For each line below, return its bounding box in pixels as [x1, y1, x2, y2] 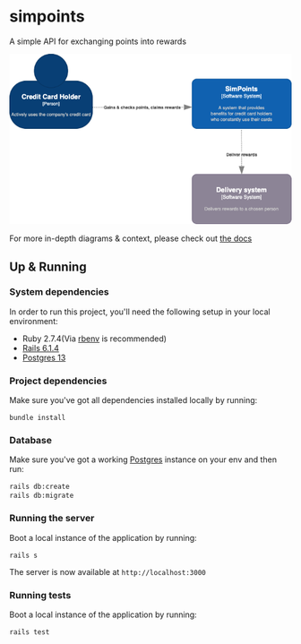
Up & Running [9, 259, 87, 274]
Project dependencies [9, 374, 107, 387]
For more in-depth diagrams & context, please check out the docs [9, 233, 253, 244]
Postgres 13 [21, 352, 66, 363]
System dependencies [9, 286, 109, 298]
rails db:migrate [9, 491, 74, 501]
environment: [9, 315, 58, 326]
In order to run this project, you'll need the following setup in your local [9, 306, 271, 317]
